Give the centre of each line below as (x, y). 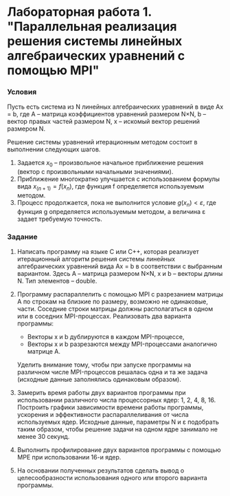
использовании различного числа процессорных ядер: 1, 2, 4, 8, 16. (116, 400)
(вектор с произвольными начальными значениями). (95, 172)
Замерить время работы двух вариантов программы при (102, 393)
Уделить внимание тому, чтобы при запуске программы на (104, 365)
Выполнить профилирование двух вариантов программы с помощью (119, 450)
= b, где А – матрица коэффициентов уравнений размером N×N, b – (107, 114)
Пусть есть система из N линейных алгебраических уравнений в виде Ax (115, 107)
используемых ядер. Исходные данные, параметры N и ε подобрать (118, 422)
